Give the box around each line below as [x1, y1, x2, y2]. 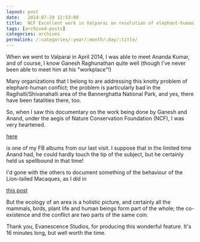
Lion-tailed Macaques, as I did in [6, 175, 87, 182]
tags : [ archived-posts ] [6, 25, 66, 32]
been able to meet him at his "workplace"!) [6, 66, 112, 73]
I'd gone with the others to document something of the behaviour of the [6, 169, 183, 176]
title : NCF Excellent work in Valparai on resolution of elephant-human [6, 20, 195, 26]
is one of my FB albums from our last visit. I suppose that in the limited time [6, 145, 192, 151]
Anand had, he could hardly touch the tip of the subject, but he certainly [6, 151, 184, 158]
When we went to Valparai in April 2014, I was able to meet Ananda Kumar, [6, 53, 190, 60]
